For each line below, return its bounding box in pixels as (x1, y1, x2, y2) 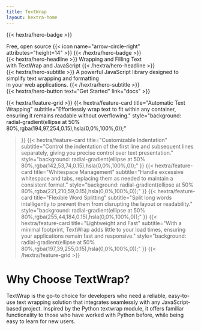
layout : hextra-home (6, 14, 58, 20)
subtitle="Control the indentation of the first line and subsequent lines (20, 143, 194, 150)
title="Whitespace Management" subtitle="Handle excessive (34, 168, 184, 175)
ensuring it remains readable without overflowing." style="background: (6, 112, 182, 119)
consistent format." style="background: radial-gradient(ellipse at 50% (20, 181, 194, 188)
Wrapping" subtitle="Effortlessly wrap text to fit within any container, (6, 105, 176, 113)
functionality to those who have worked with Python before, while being (6, 311, 184, 319)
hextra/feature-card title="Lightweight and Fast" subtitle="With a (20, 219, 182, 226)
